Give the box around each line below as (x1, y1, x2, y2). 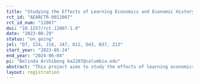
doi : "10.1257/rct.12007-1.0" (6, 25, 81, 31)
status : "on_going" (6, 36, 54, 42)
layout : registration (6, 69, 60, 75)
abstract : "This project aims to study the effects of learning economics (6, 63, 195, 70)
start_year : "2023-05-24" (6, 47, 70, 53)
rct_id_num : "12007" (6, 20, 57, 25)
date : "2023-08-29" (6, 31, 54, 37)
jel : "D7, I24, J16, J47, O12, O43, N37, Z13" (6, 42, 123, 48)
